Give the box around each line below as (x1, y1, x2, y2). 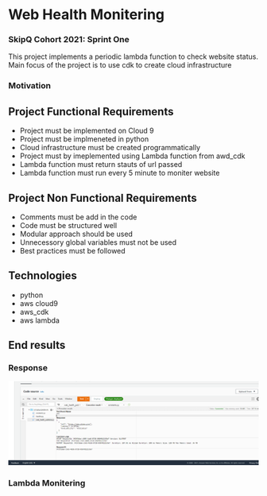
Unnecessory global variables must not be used (19, 238, 177, 247)
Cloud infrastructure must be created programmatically (19, 143, 201, 153)
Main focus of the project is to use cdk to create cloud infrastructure (8, 60, 232, 70)
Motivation (8, 80, 52, 91)
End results (8, 339, 66, 352)
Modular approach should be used (19, 229, 133, 239)
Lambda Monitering (8, 478, 86, 489)
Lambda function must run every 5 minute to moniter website (19, 169, 220, 178)
